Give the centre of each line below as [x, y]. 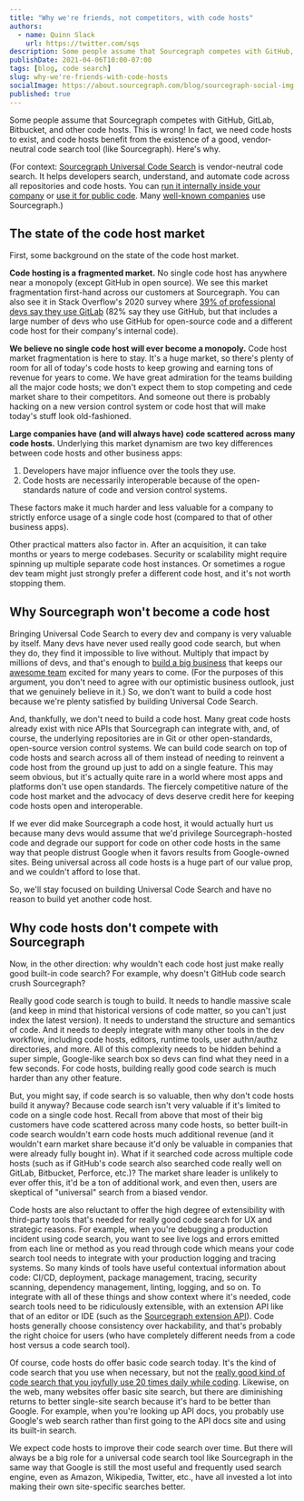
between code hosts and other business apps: [96, 453]
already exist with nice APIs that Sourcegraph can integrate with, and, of [145, 729]
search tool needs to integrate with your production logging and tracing [143, 1258]
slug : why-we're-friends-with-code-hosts [89, 77]
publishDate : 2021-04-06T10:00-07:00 [81, 60]
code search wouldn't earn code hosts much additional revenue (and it [142, 1134]
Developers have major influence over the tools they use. [129, 471]
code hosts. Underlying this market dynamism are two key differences [142, 444]
